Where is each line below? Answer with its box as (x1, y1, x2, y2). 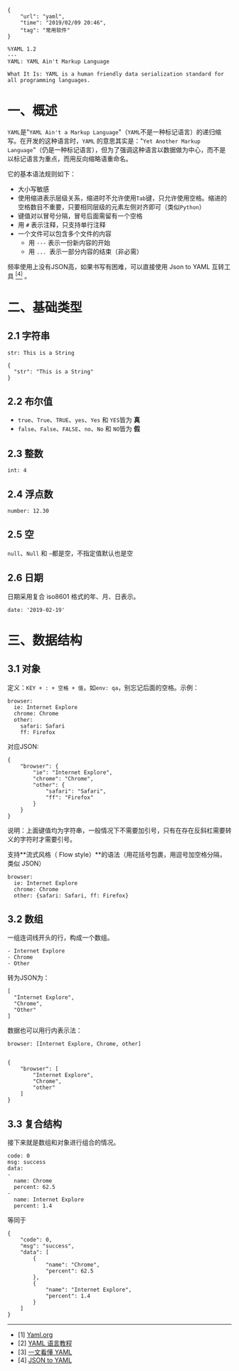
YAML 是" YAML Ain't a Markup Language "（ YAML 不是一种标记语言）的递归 (7, 127, 216, 136)
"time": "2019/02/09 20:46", (20, 19, 107, 26)
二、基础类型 (7, 299, 83, 316)
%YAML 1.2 (7, 46, 37, 53)
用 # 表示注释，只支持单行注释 (17, 220, 106, 228)
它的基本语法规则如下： (7, 169, 76, 178)
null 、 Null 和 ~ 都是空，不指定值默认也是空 (7, 548, 134, 557)
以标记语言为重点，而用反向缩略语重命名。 (7, 154, 132, 163)
